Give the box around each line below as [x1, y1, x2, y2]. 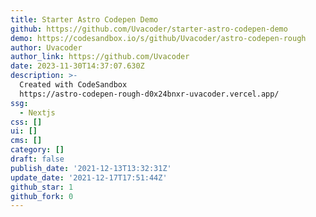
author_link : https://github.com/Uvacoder [10, 52, 190, 62]
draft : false [10, 154, 65, 164]
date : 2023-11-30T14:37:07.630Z [10, 61, 145, 71]
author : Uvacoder [10, 42, 83, 53]
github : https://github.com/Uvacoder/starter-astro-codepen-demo [10, 24, 288, 34]
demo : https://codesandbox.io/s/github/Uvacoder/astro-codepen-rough [10, 33, 307, 43]
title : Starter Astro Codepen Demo [10, 14, 159, 25]
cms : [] [10, 136, 43, 146]
